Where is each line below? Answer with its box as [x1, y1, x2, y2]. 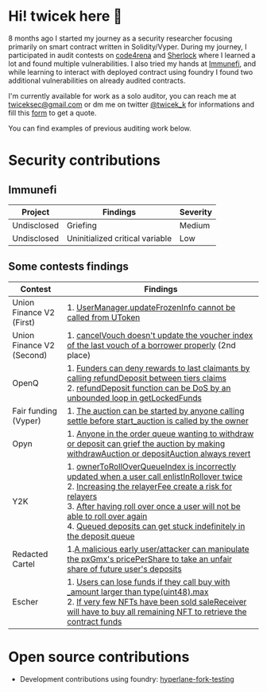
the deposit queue [67, 531, 135, 542]
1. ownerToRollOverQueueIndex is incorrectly [67, 461, 237, 472]
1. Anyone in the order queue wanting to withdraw [67, 428, 254, 439]
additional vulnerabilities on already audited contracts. [8, 76, 186, 85]
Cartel [12, 558, 36, 570]
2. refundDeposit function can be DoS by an [67, 382, 231, 393]
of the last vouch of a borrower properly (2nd [67, 340, 236, 351]
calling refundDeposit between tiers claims [67, 372, 226, 383]
